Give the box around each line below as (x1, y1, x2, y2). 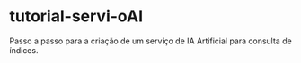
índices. (9, 44, 39, 55)
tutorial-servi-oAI (9, 6, 144, 27)
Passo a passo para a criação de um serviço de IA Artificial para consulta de (9, 35, 292, 46)
